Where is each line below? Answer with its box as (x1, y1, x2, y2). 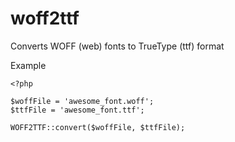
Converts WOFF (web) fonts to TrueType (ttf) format (10, 40, 225, 52)
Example (10, 59, 47, 71)
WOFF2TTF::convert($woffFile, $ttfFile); (10, 122, 186, 132)
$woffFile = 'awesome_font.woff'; (10, 96, 155, 106)
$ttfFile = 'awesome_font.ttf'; (10, 105, 145, 115)
